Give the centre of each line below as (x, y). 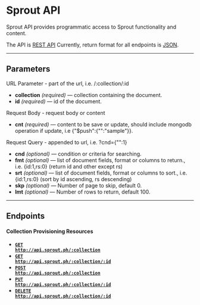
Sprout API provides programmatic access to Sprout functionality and (91, 27)
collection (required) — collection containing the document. (88, 95)
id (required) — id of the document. (58, 101)
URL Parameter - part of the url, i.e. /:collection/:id (68, 83)
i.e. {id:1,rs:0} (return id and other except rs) (69, 166)
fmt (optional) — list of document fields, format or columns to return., (100, 160)
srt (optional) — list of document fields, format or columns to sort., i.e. (101, 173)
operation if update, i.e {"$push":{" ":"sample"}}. (74, 130)
